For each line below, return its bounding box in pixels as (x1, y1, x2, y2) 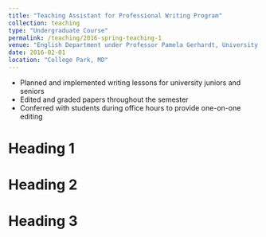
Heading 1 (8, 140, 76, 157)
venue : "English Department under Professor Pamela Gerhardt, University (8, 41, 259, 49)
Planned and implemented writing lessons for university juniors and (19, 77, 241, 87)
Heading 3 (8, 212, 78, 231)
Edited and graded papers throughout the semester (19, 95, 189, 104)
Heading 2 (8, 176, 78, 194)
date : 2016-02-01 (8, 49, 66, 56)
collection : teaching (8, 19, 80, 27)
